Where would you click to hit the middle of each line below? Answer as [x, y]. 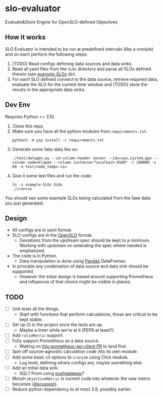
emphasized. [32, 251]
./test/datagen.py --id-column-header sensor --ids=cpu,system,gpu [82, 158]
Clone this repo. [28, 126]
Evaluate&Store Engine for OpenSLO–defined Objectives [61, 22]
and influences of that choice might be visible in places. [75, 282]
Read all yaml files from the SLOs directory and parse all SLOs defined [81, 69]
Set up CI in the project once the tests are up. [58, 325]
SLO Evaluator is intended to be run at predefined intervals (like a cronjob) [79, 49]
